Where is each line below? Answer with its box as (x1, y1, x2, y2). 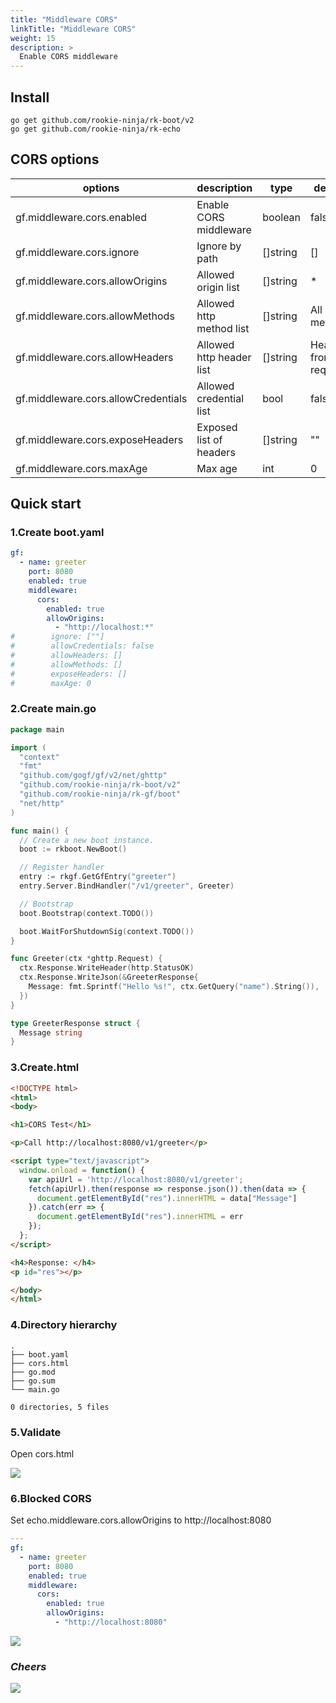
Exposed (196, 420, 238, 434)
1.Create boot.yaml (10, 526, 105, 540)
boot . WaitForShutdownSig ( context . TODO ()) (19, 926, 195, 936)
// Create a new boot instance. (19, 835, 155, 845)
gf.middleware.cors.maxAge (15, 461, 148, 475)
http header (196, 350, 252, 364)
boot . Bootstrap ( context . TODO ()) (19, 908, 155, 918)
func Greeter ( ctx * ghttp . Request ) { (10, 954, 163, 964)
